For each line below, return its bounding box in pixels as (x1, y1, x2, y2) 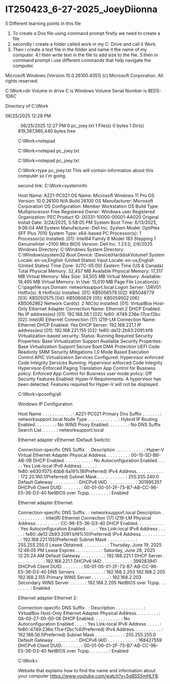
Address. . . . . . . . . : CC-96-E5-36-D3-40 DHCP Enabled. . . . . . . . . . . (18, 520, 164, 526)
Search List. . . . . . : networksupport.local (18, 427, 104, 433)
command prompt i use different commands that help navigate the (12, 57, 151, 63)
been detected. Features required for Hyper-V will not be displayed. (18, 381, 159, 387)
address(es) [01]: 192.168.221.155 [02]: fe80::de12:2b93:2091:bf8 (18, 327, 153, 333)
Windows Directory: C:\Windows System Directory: (18, 246, 125, 252)
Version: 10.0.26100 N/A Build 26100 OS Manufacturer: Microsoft (18, 198, 154, 204)
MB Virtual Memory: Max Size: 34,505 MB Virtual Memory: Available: (18, 273, 161, 279)
